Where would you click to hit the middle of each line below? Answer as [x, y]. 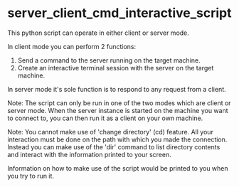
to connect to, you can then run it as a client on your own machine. [105, 118]
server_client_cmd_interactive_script [119, 13]
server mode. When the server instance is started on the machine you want [118, 110]
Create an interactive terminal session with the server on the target [116, 68]
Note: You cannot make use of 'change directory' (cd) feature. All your [110, 132]
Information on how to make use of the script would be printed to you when [118, 168]
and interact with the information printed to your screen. [90, 154]
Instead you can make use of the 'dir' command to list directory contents [114, 146]
